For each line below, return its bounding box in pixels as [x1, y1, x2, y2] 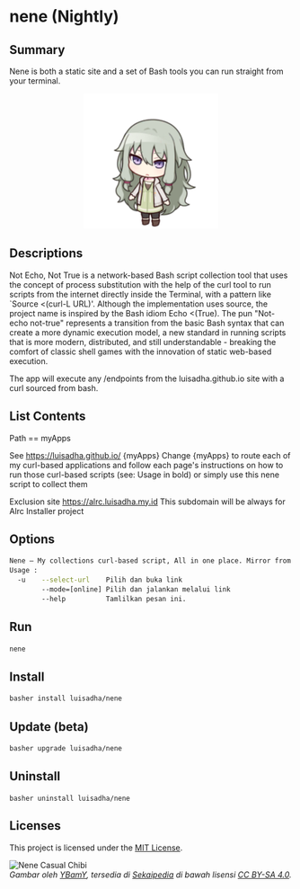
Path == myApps [9, 432, 72, 443]
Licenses [9, 818, 61, 833]
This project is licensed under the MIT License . [9, 842, 183, 853]
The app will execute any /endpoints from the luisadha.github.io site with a [9, 373, 285, 384]
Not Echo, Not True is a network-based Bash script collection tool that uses [9, 270, 288, 280]
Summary [9, 42, 66, 58]
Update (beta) [9, 719, 89, 734]
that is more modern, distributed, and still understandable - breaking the [9, 336, 277, 347]
